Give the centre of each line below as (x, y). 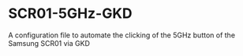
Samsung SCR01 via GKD (49, 43)
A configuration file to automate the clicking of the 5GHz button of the (121, 35)
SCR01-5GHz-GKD (70, 14)
